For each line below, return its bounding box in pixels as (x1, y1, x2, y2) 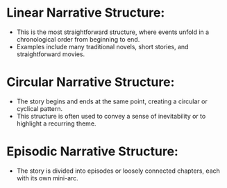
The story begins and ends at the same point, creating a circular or (16, 97, 208, 105)
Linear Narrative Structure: (6, 5, 165, 21)
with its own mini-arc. (16, 173, 79, 182)
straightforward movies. (16, 50, 85, 58)
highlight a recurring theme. (16, 119, 96, 128)
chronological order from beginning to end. (16, 35, 140, 43)
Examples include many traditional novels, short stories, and (16, 42, 189, 51)
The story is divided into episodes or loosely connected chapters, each (16, 166, 220, 175)
